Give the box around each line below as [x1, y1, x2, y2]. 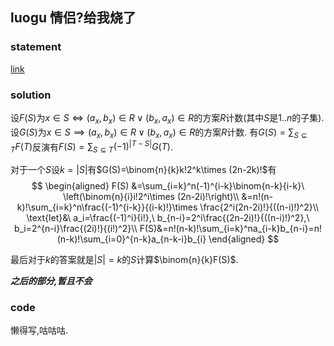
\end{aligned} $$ [208, 233, 280, 245]
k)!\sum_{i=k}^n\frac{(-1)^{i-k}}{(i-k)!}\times [16, 201, 198, 213]
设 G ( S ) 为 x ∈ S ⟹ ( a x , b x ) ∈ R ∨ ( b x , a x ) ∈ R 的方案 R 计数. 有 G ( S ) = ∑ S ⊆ [10, 126, 308, 140]
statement [10, 40, 62, 54]
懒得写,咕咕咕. [10, 324, 69, 337]
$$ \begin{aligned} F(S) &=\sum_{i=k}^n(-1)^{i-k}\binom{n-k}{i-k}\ [31, 180, 305, 192]
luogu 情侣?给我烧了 [10, 9, 137, 27]
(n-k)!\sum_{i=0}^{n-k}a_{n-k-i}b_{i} [56, 233, 207, 245]
